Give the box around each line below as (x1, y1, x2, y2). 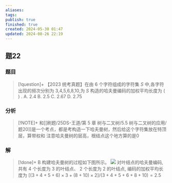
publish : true (5, 17, 36, 22)
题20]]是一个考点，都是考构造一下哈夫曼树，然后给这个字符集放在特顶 (17, 126, 167, 132)
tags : (5, 12, 17, 17)
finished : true (5, 22, 38, 27)
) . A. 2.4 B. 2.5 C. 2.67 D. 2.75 (17, 93, 82, 99)
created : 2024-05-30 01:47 (5, 27, 63, 32)
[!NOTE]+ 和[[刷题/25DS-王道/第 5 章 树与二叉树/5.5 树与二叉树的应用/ (17, 119, 167, 126)
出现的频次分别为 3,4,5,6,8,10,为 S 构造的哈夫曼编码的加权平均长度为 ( (17, 87, 165, 94)
